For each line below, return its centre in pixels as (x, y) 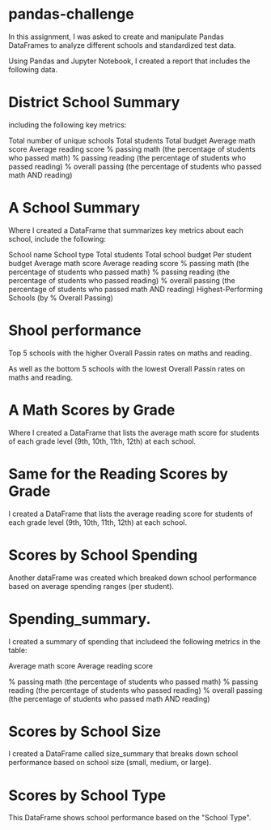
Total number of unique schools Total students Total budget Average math (132, 140)
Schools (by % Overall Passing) (61, 298)
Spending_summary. (80, 619)
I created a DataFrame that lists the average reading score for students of (131, 514)
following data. (33, 69)
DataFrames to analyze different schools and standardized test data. (122, 45)
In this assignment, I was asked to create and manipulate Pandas (116, 37)
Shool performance (75, 330)
